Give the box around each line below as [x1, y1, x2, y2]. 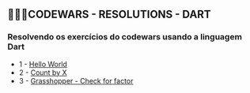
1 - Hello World [18, 59, 68, 69]
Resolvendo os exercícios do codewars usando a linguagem [7, 32, 243, 43]
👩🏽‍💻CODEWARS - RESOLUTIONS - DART [7, 8, 211, 21]
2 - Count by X [18, 68, 67, 77]
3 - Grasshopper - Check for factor [18, 76, 134, 85]
